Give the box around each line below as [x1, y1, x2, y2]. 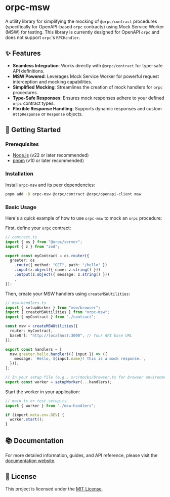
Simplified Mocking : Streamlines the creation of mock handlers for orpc [12, 84, 163, 90]
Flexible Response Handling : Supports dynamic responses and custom [12, 105, 162, 111]
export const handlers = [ [5, 347, 62, 352]
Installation [5, 170, 34, 177]
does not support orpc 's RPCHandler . [5, 34, 80, 40]
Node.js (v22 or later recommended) [12, 152, 89, 158]
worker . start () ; [10, 417, 44, 422]
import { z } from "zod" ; [5, 244, 60, 249]
